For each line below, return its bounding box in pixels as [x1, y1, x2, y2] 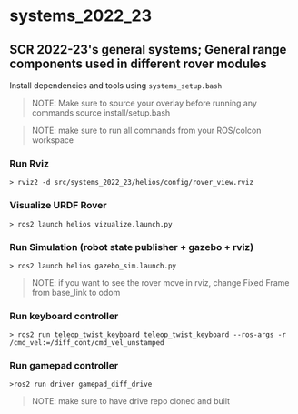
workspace [31, 135, 74, 146]
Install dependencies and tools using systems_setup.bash [9, 80, 223, 91]
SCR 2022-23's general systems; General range [9, 42, 287, 57]
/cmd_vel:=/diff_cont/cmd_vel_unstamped [9, 338, 165, 348]
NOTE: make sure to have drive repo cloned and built [31, 396, 230, 407]
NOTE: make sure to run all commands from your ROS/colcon [31, 125, 262, 136]
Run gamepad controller [9, 359, 119, 372]
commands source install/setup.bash [31, 107, 171, 118]
